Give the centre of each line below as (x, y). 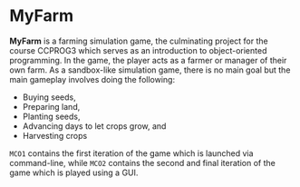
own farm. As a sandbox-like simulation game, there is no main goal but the (150, 70)
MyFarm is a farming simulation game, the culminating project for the (139, 41)
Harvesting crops (55, 135)
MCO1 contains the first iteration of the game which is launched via (131, 153)
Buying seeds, (49, 97)
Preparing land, (51, 106)
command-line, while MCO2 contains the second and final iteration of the (143, 162)
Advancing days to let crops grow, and (94, 126)
